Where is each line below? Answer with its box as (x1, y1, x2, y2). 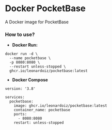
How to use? (5, 31, 35, 38)
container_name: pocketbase (14, 108, 70, 113)
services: (5, 95, 25, 100)
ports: (14, 112, 27, 117)
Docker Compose (12, 77, 48, 83)
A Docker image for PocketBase (5, 19, 69, 25)
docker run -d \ (5, 51, 38, 56)
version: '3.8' (5, 86, 36, 91)
